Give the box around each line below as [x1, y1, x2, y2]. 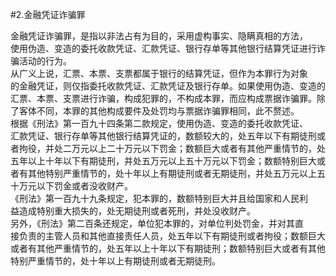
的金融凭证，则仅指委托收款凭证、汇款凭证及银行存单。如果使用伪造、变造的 [10, 80, 326, 92]
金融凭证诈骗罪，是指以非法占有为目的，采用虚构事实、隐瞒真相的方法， [10, 30, 308, 42]
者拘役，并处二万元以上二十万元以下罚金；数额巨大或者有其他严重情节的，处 [10, 143, 326, 154]
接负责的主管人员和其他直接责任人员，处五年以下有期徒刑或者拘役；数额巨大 [10, 230, 326, 242]
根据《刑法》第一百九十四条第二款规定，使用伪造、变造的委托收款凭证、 [10, 118, 308, 129]
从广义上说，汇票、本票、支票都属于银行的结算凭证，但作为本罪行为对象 [10, 68, 308, 79]
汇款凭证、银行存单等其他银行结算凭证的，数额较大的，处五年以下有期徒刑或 [10, 130, 326, 142]
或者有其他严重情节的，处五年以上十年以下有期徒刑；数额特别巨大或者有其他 [10, 243, 326, 254]
